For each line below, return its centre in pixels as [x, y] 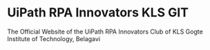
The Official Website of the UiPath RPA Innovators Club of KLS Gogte [105, 32]
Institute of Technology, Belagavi [54, 38]
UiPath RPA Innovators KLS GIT [98, 13]
